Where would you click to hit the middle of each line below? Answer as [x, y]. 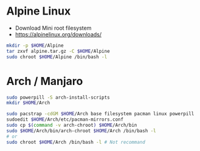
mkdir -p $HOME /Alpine [35, 45]
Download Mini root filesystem [53, 28]
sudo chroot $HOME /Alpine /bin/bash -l [57, 57]
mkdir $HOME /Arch [28, 103]
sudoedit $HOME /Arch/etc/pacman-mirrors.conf [65, 119]
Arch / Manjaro [45, 81]
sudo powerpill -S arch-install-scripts [58, 97]
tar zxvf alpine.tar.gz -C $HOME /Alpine [58, 51]
